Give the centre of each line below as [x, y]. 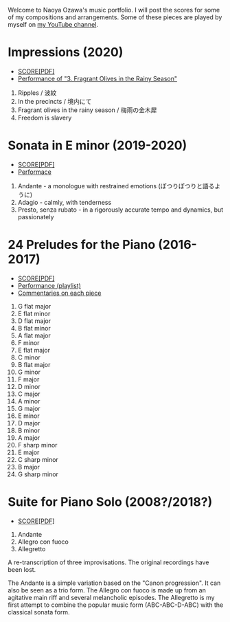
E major [28, 452]
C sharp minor [38, 459]
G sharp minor [38, 474]
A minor [29, 401]
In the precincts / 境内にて [55, 101]
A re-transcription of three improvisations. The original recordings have [108, 562]
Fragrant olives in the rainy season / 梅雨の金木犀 [87, 110]
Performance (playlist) [49, 285]
